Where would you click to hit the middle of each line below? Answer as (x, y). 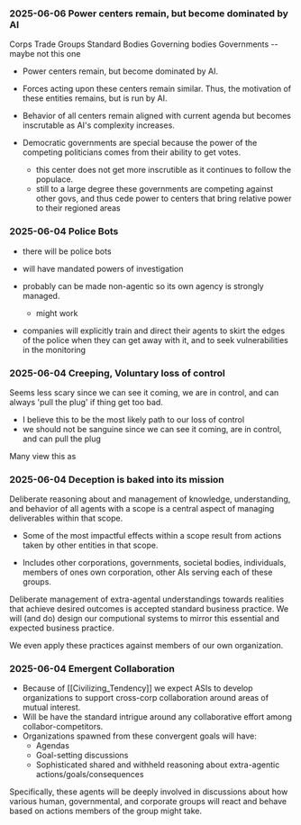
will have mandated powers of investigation (103, 268)
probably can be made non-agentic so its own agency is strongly (143, 286)
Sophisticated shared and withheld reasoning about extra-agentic (158, 765)
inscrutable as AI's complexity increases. (99, 125)
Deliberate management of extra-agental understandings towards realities (147, 599)
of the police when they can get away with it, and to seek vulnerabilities (155, 340)
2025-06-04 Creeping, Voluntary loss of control (117, 373)
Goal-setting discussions (82, 756)
